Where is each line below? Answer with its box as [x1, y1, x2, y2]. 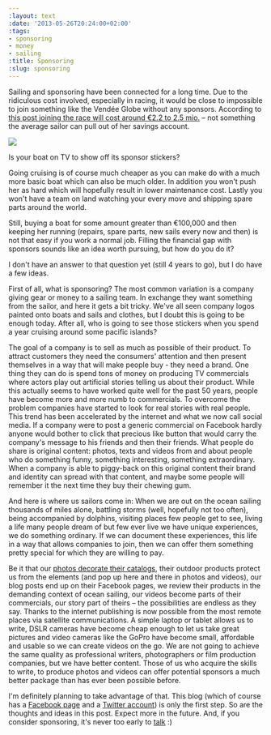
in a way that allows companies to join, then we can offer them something [8, 539, 254, 549]
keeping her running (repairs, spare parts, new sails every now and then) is [8, 226, 259, 236]
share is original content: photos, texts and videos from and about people [8, 446, 253, 455]
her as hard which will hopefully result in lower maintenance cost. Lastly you [8, 185, 263, 194]
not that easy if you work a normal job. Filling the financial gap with [8, 235, 232, 245]
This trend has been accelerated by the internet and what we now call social [8, 411, 263, 421]
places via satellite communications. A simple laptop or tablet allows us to [8, 615, 254, 625]
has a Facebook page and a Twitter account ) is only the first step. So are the [8, 699, 263, 709]
